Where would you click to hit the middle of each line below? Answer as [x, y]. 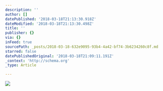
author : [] [16, 14]
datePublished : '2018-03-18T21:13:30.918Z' [51, 19]
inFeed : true [19, 42]
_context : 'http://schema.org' [37, 61]
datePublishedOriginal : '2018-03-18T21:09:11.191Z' [59, 56]
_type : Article [21, 65]
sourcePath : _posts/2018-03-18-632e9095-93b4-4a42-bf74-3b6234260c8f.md [82, 47]
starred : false [21, 51]
